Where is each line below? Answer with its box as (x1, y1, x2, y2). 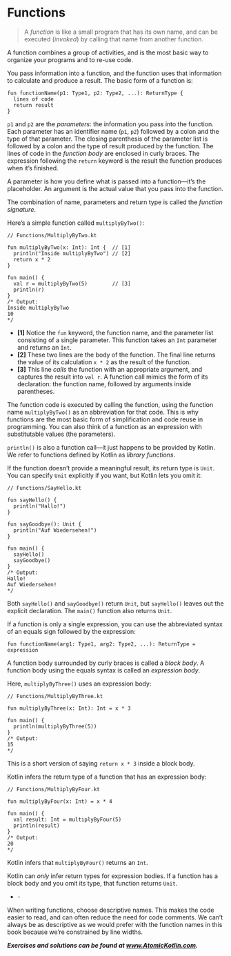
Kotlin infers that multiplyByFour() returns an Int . (7, 858, 148, 866)
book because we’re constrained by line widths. (7, 928, 143, 936)
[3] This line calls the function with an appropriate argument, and (17, 365, 203, 373)
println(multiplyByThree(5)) (13, 723, 97, 730)
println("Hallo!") (13, 502, 67, 510)
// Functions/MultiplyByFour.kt (7, 786, 100, 793)
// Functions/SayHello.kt (7, 484, 81, 491)
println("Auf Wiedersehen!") (13, 526, 97, 534)
